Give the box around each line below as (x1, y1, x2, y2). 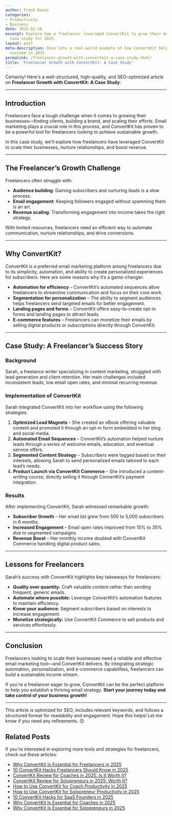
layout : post (5, 41, 33, 46)
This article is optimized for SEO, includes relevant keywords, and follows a (5, 707, 164, 713)
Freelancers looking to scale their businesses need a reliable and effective (5, 655, 162, 661)
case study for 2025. (10, 36, 56, 41)
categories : (5, 12, 31, 17)
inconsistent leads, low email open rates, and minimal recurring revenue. (5, 379, 159, 385)
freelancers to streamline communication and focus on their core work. (12, 289, 163, 295)
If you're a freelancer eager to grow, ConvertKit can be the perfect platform (5, 681, 164, 688)
